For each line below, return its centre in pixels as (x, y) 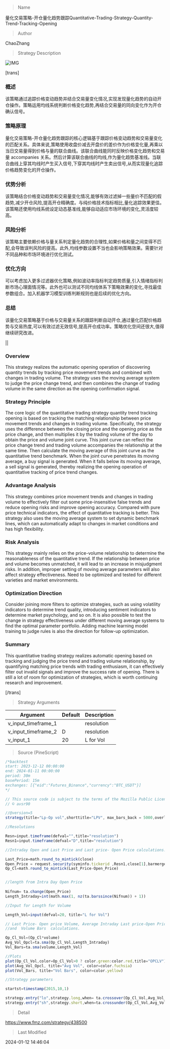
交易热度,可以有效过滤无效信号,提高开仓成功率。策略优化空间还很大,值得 (89, 326)
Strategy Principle (28, 402)
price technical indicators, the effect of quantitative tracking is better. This (82, 513)
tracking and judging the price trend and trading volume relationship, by (80, 661)
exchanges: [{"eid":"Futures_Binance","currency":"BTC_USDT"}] (73, 785)
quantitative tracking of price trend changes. (52, 472)
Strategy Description (39, 53)
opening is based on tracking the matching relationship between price (78, 418)
